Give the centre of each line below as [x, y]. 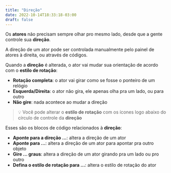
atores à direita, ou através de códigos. [47, 55]
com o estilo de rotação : [31, 70]
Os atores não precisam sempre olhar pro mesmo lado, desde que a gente [84, 34]
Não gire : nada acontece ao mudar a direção [60, 102]
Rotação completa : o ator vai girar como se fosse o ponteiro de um [84, 81]
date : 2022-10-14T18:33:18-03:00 [41, 15]
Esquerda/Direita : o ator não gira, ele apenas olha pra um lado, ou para [88, 91]
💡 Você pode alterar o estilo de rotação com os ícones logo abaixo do [92, 112]
